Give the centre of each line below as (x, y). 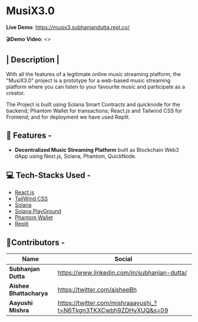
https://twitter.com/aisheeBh (98, 290)
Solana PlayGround (38, 212)
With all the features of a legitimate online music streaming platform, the (93, 74)
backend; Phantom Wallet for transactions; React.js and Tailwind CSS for (94, 110)
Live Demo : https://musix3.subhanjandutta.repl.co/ (68, 27)
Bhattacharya (29, 294)
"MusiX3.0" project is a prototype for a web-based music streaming (88, 80)
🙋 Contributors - (36, 243)
